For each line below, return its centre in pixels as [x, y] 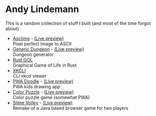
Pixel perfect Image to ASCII [42, 43]
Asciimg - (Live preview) [38, 38]
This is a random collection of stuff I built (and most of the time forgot [78, 23]
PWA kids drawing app [36, 86]
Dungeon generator [33, 54]
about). [13, 28]
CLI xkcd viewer [29, 76]
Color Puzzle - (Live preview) [43, 92]
